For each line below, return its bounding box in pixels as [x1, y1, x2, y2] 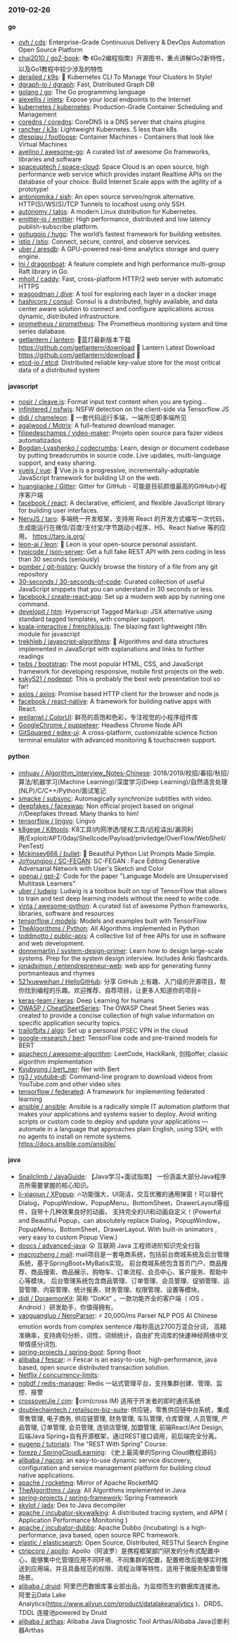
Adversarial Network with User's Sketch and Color [18, 864, 165, 872]
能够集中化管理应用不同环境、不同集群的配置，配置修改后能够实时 [30, 1555, 222, 1564]
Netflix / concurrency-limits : [18, 1371, 99, 1379]
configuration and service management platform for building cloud [18, 1463, 212, 1472]
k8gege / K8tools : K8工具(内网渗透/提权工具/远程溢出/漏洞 [18, 825, 187, 834]
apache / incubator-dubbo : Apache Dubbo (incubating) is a [18, 1523, 190, 1532]
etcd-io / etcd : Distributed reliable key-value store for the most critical [18, 358, 221, 367]
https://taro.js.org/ [32, 532, 86, 541]
